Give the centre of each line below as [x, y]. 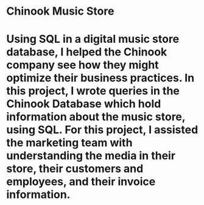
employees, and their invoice [81, 182]
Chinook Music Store [60, 11]
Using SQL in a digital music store [93, 39]
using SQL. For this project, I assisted [102, 130]
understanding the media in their [91, 156]
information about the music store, [96, 117]
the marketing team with [69, 143]
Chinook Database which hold [84, 104]
